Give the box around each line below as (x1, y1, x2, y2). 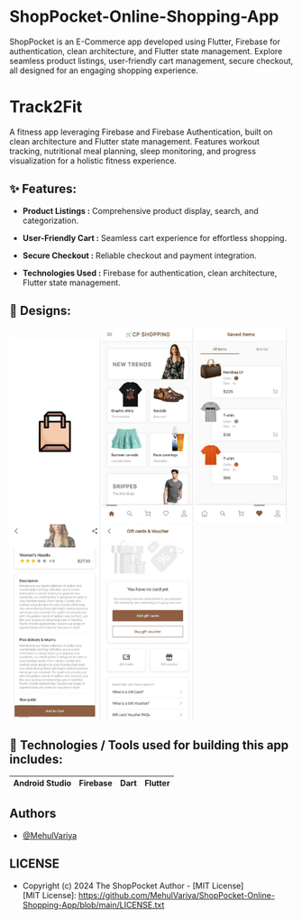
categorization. (22, 215, 79, 226)
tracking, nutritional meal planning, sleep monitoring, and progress (9, 145, 257, 156)
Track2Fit (9, 97, 83, 117)
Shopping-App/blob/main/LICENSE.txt (22, 899, 165, 910)
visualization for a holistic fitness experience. (9, 155, 178, 166)
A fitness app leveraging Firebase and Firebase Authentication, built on (9, 126, 273, 137)
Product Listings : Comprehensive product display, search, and (22, 205, 259, 216)
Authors (9, 806, 57, 822)
